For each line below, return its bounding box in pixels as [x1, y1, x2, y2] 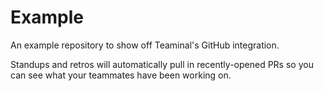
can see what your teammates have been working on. [10, 69, 232, 81]
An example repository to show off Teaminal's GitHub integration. [10, 39, 280, 51]
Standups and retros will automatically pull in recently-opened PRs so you [10, 58, 314, 70]
